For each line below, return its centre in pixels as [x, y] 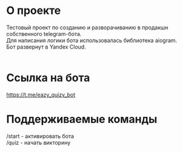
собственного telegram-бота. [44, 33]
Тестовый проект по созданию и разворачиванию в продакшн [87, 27]
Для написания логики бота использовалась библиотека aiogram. [92, 40]
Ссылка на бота [48, 78]
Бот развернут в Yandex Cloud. [46, 47]
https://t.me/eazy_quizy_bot [41, 94]
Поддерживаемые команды [82, 119]
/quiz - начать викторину [38, 142]
